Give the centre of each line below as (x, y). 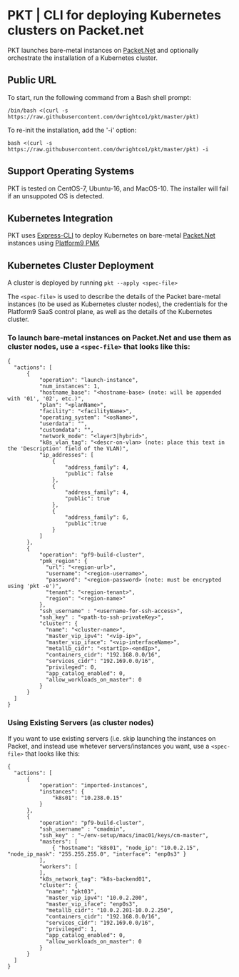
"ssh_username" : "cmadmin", (82, 829)
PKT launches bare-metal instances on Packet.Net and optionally (103, 50)
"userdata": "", (63, 424)
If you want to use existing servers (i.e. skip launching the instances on (112, 738)
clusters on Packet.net (76, 30)
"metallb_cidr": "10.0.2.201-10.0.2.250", (110, 910)
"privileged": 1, (71, 929)
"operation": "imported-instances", (93, 785)
